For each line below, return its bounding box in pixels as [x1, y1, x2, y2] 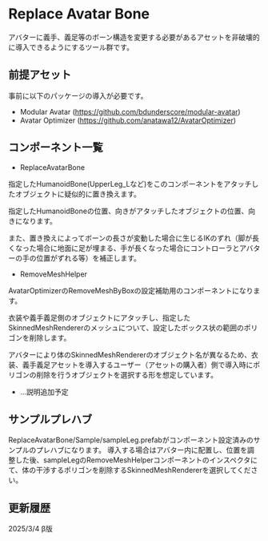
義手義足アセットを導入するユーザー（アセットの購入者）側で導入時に [22, 360, 254, 369]
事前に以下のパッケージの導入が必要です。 [8, 91, 148, 100]
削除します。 [29, 333, 71, 342]
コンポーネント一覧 [8, 141, 103, 155]
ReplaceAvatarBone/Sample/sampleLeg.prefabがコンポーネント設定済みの [8, 435, 254, 445]
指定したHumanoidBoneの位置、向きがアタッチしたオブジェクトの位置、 [8, 206, 249, 216]
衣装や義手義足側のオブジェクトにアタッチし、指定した [8, 313, 190, 322]
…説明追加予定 [19, 386, 69, 397]
